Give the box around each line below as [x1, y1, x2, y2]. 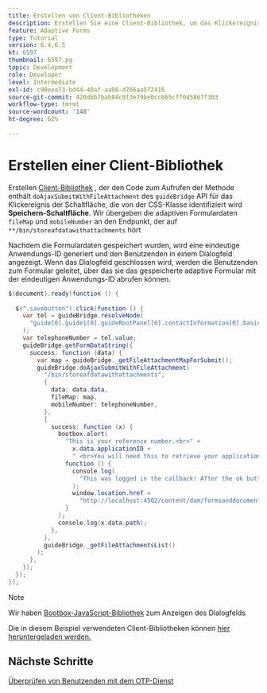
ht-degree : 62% [8, 115, 59, 123]
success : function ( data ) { [29, 348, 123, 356]
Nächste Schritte [8, 655, 94, 668]
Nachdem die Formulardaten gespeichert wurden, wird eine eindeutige [8, 240, 240, 250]
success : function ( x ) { [50, 422, 133, 430]
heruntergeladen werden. [8, 632, 91, 641]
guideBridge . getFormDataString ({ [22, 341, 133, 349]
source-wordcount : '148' [8, 108, 91, 116]
